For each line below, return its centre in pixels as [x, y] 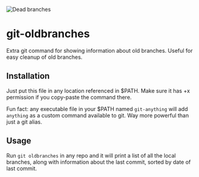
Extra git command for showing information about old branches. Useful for [100, 50]
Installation [28, 76]
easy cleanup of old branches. [44, 57]
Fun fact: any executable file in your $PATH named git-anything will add [97, 109]
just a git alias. [24, 122]
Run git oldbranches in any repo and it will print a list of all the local [91, 155]
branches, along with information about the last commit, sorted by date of [99, 162]
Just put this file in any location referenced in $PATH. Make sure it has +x [98, 90]
